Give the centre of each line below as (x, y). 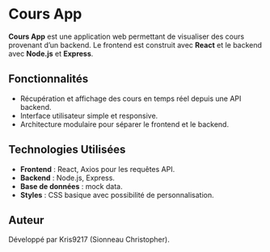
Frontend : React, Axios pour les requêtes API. (97, 169)
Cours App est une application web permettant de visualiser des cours (127, 36)
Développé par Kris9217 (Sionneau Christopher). (89, 240)
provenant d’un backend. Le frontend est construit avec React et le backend (135, 44)
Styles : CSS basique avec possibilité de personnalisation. (117, 195)
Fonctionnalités (49, 79)
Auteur (26, 220)
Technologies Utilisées (67, 150)
